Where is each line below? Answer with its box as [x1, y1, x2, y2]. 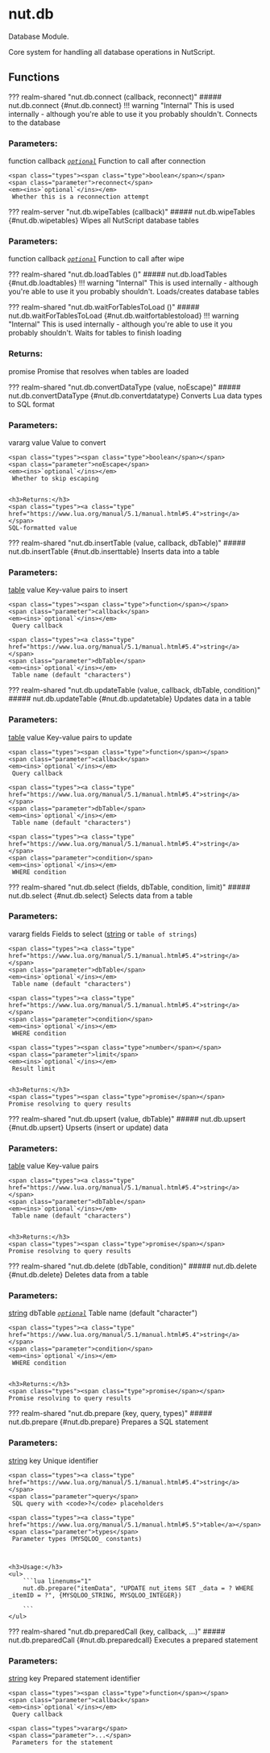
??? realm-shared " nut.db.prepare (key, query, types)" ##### [8, 1409, 213, 1418]
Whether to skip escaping [11, 474, 99, 482]
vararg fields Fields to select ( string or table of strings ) [8, 929, 197, 939]
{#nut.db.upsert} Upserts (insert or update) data [8, 1122, 169, 1132]
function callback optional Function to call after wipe [8, 254, 185, 264]
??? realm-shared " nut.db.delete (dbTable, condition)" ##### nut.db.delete [8, 1261, 257, 1271]
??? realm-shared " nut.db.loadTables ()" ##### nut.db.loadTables [8, 269, 227, 279]
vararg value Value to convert [8, 437, 106, 448]
